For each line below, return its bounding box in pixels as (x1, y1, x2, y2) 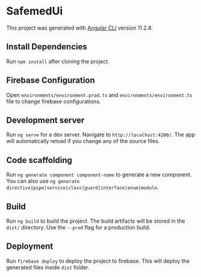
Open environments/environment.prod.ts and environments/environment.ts (6, 91, 193, 98)
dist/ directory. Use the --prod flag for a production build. (6, 224, 150, 231)
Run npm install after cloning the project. (6, 57, 110, 65)
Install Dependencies (6, 42, 87, 52)
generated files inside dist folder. (6, 264, 90, 271)
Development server (6, 115, 85, 125)
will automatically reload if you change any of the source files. (6, 138, 160, 145)
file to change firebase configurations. (6, 98, 101, 105)
